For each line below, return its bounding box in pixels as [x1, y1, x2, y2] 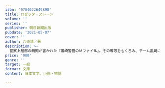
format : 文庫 [5, 67, 30, 72]
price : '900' [5, 53, 32, 58]
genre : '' [5, 58, 26, 62]
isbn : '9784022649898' [5, 7, 52, 12]
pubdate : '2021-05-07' [5, 30, 52, 35]
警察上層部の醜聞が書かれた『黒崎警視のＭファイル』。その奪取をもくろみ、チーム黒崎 [9, 48, 158, 53]
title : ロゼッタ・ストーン [5, 12, 54, 17]
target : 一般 [5, 62, 30, 67]
